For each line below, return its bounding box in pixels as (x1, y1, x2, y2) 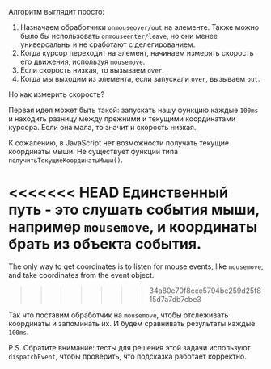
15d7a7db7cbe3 (149, 294, 202, 304)
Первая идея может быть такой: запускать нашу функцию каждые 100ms (8, 105, 259, 115)
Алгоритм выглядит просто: (8, 7, 105, 16)
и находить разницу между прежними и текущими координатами (8, 114, 236, 124)
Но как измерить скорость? (8, 90, 105, 99)
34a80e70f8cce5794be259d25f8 (149, 286, 261, 296)
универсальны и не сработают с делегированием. (19, 40, 196, 49)
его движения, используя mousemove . (19, 57, 146, 66)
